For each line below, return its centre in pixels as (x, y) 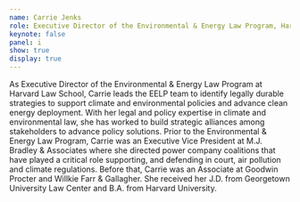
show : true (29, 51)
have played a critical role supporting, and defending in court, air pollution (145, 160)
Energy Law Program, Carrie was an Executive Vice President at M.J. (136, 141)
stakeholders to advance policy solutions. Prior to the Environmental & (138, 131)
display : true (36, 59)
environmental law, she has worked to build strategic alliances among (137, 122)
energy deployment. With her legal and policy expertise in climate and (137, 113)
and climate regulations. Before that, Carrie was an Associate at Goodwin (144, 169)
